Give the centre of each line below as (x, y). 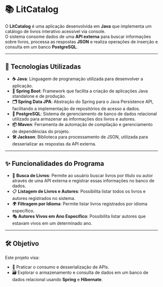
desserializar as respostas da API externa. (54, 143)
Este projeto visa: (22, 258)
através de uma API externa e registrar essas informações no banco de (83, 180)
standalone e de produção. (39, 96)
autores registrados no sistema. (44, 198)
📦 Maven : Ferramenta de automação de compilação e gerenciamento (82, 124)
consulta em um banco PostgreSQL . (41, 47)
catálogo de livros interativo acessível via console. (55, 31)
